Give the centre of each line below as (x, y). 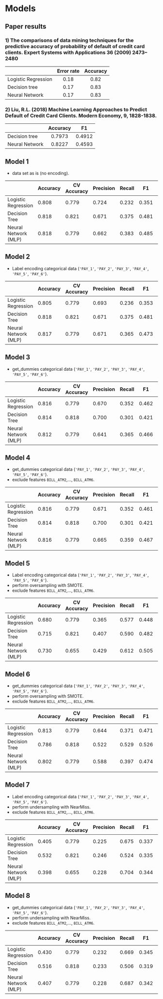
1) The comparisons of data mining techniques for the (69, 40)
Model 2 (18, 257)
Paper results (26, 26)
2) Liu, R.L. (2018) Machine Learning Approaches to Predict (76, 109)
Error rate (68, 71)
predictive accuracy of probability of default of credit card (75, 46)
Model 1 (17, 162)
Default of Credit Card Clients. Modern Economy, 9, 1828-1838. (81, 116)
